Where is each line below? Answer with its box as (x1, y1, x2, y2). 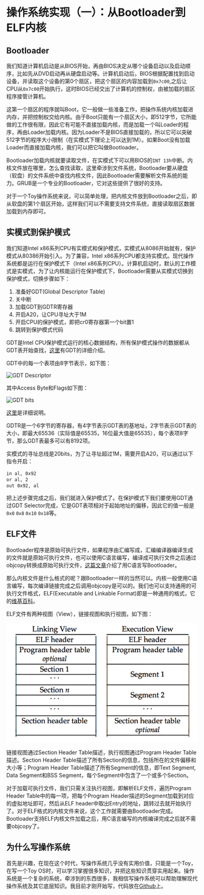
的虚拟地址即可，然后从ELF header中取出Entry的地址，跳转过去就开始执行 (6, 799, 192, 807)
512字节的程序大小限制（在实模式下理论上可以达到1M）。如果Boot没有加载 (6, 136, 191, 143)
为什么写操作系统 (6, 842, 70, 852)
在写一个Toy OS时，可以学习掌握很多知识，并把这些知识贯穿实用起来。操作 (6, 867, 195, 874)
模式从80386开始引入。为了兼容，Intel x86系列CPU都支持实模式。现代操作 (6, 252, 194, 259)
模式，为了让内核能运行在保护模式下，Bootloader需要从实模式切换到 (22, 267, 194, 275)
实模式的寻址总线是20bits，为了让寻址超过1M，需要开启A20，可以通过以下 (6, 450, 194, 457)
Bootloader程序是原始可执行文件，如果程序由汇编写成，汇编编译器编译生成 (6, 546, 194, 553)
